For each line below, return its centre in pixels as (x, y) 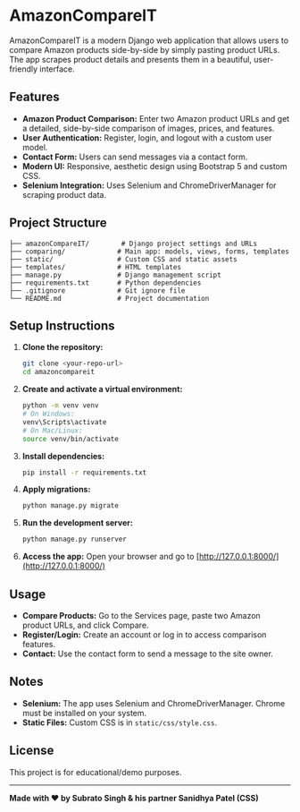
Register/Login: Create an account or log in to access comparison (144, 634)
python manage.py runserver (74, 539)
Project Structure (58, 223)
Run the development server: (78, 523)
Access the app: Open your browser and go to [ (111, 557)
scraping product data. (64, 194)
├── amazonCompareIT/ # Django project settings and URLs (133, 244)
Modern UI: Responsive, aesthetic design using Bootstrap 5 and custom (154, 166)
